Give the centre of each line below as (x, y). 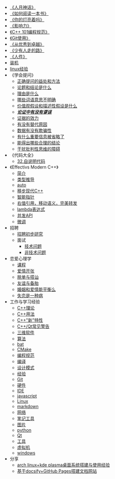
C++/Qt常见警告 (33, 326)
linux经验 (19, 69)
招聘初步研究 (30, 234)
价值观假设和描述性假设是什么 (47, 106)
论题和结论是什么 (34, 87)
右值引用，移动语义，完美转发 (47, 203)
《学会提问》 (23, 75)
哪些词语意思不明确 (36, 100)
